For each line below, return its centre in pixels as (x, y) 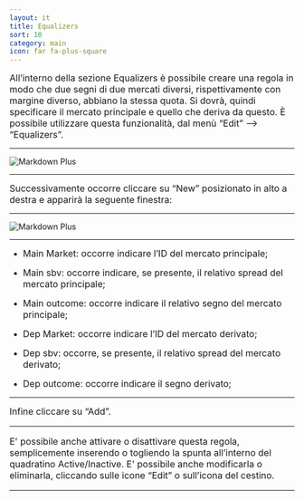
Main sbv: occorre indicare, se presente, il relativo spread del (152, 273)
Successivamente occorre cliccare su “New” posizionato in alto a (148, 188)
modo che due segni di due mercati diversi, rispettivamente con (145, 90)
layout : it (30, 18)
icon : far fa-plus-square (58, 52)
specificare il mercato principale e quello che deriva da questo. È (147, 112)
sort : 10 (26, 34)
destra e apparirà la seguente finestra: (91, 200)
